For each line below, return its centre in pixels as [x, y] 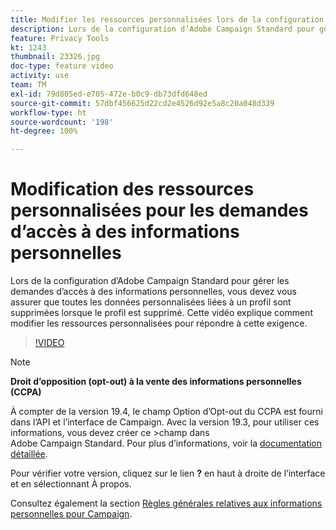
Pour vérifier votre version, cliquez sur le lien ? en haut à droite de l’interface [168, 473]
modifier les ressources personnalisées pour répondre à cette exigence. [159, 323]
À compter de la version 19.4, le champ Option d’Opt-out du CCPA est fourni [166, 412]
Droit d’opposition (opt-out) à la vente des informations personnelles [156, 382]
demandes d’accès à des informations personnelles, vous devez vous [153, 292]
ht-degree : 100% [44, 131]
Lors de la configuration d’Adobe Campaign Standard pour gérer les [150, 281]
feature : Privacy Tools [60, 38]
